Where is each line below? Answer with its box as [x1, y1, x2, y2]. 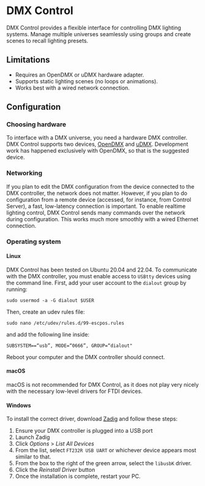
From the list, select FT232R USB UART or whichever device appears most [15, 447, 196, 454]
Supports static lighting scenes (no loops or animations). [15, 77, 158, 85]
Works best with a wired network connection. [15, 84, 130, 91]
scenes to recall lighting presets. [6, 37, 89, 44]
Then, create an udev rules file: [6, 308, 85, 316]
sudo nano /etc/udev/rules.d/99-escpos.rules [6, 320, 124, 326]
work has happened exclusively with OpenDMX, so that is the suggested [6, 147, 190, 154]
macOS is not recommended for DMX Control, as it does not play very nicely [6, 381, 199, 389]
